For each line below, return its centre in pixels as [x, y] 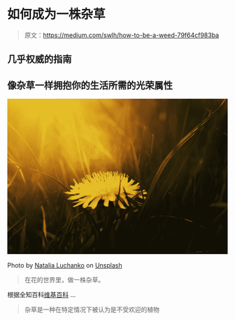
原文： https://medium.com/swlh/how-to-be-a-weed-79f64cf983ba [121, 35]
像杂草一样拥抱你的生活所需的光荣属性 [90, 85]
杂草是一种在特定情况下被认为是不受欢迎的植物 [92, 309]
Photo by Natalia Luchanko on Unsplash [65, 265]
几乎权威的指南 [40, 59]
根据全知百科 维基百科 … [42, 294]
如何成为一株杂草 [57, 14]
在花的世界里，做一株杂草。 [64, 280]
